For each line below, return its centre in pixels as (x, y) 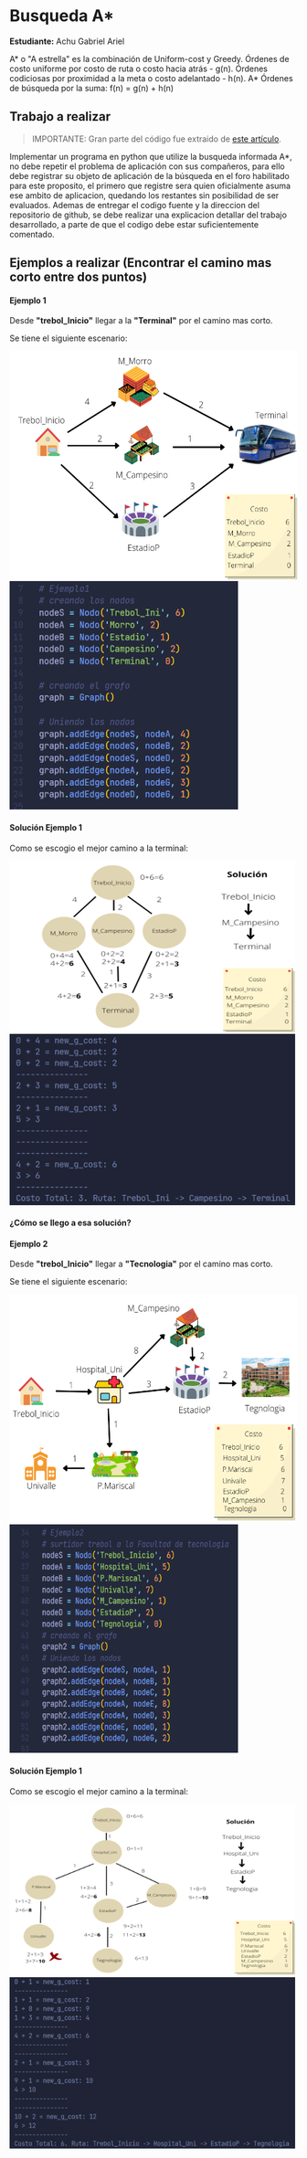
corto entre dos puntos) (79, 277)
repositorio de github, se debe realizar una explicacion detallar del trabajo (148, 215)
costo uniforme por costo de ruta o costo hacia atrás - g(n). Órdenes (138, 69)
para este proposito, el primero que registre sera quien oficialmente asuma (150, 185)
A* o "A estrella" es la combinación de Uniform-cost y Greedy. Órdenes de (149, 58)
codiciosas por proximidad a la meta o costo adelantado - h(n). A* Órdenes (152, 78)
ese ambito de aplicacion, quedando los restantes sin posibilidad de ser (144, 195)
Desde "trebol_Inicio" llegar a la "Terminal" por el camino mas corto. (141, 321)
